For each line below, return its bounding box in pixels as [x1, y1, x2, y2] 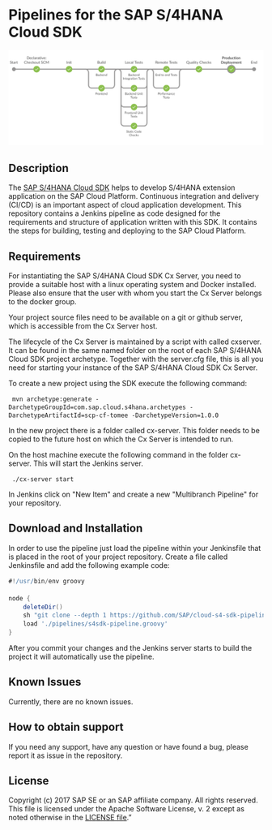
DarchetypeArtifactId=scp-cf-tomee [8, 411, 129, 419]
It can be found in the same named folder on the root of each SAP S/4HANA [8, 346, 261, 355]
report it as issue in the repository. [8, 750, 123, 760]
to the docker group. [8, 297, 77, 307]
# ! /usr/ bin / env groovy [8, 577, 85, 585]
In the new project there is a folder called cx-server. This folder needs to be [8, 426, 261, 436]
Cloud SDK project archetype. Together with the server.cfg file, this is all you [8, 355, 264, 364]
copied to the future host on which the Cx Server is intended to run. [8, 434, 234, 444]
